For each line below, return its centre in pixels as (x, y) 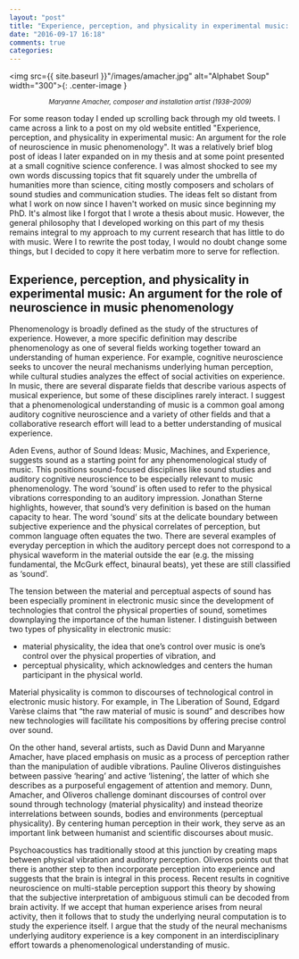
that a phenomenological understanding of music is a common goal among (147, 404)
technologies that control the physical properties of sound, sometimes (138, 610)
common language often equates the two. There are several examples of (143, 536)
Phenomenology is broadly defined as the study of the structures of (134, 329)
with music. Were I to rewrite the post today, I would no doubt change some (148, 242)
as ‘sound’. (29, 573)
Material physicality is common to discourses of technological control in (141, 692)
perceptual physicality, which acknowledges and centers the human (147, 665)
